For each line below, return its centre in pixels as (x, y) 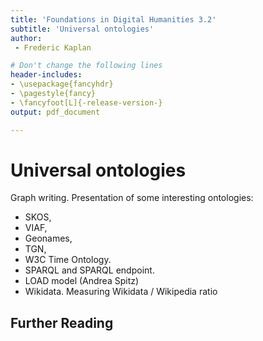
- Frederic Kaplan (53, 47)
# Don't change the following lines (86, 66)
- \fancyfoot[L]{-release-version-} (86, 102)
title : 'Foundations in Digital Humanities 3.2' (113, 19)
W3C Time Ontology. (68, 260)
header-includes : (46, 75)
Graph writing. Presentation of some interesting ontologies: (132, 198)
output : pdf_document (55, 112)
